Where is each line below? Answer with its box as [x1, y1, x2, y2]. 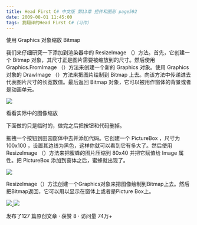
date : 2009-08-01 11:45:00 [6, 14, 73, 20]
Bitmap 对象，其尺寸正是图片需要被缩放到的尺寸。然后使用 [12, 57, 155, 64]
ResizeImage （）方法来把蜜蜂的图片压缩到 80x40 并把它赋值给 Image [6, 149, 178, 156]
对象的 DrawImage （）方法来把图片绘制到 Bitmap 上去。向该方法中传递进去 [6, 71, 191, 79]
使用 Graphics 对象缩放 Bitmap [6, 37, 81, 44]
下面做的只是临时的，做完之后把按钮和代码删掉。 [6, 122, 125, 129]
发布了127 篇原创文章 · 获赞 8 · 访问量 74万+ [6, 213, 113, 220]
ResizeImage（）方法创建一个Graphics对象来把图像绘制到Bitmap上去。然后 [6, 181, 190, 188]
